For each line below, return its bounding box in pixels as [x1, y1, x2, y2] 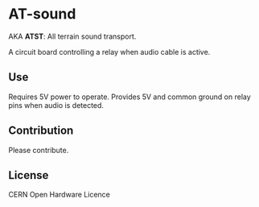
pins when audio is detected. [8, 100, 105, 110]
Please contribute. [8, 145, 69, 155]
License [8, 168, 49, 182]
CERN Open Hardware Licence [8, 190, 111, 200]
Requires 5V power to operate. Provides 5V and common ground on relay [8, 92, 251, 101]
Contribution [8, 124, 74, 138]
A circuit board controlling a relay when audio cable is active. [8, 47, 211, 56]
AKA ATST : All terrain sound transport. [8, 31, 137, 41]
